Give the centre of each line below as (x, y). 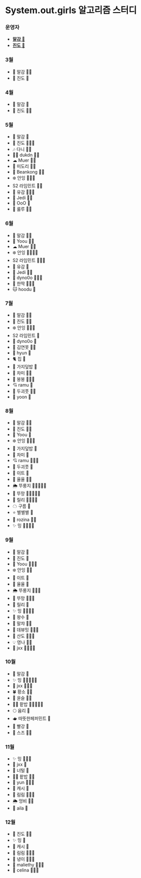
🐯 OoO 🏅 (21, 203)
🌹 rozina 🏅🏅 (24, 520)
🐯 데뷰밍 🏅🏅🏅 (25, 629)
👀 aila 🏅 (20, 808)
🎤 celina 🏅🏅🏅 (25, 870)
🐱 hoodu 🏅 (24, 289)
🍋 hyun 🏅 (22, 352)
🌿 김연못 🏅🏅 (24, 347)
